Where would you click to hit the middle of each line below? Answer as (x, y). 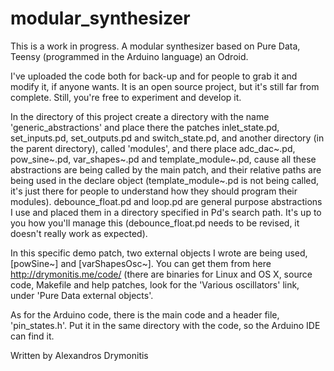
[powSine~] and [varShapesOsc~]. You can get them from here (141, 263)
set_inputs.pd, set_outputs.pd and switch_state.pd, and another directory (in (167, 138)
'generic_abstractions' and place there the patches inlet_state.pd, (145, 127)
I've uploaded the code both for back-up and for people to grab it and (154, 76)
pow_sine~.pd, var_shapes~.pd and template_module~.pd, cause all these (163, 159)
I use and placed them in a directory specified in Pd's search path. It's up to (166, 212)
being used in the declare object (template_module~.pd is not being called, (165, 180)
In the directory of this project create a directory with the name (140, 116)
